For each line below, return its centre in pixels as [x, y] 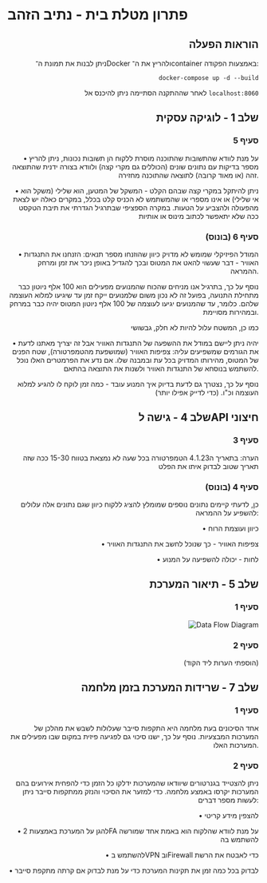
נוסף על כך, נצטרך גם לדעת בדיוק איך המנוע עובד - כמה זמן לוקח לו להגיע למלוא [138, 384]
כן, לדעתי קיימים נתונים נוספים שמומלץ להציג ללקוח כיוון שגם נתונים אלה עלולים [139, 504]
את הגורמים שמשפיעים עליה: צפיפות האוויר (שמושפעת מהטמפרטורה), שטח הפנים [135, 351]
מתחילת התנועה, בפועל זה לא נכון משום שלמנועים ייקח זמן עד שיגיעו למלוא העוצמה [134, 295]
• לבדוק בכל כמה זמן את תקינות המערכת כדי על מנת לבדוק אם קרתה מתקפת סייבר [133, 870]
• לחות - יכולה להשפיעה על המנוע [208, 559]
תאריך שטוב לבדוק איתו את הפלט [208, 466]
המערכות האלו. [236, 745]
